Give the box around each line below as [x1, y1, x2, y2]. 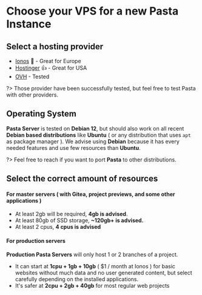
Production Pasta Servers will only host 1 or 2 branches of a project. [6, 251, 178, 258]
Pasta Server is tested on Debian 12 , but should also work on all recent [6, 124, 184, 132]
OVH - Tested [15, 73, 50, 80]
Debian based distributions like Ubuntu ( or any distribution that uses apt [6, 131, 191, 138]
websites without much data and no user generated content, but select [15, 269, 192, 276]
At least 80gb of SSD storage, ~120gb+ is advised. [15, 217, 144, 224]
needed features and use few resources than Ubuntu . [6, 144, 141, 151]
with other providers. [6, 91, 59, 98]
